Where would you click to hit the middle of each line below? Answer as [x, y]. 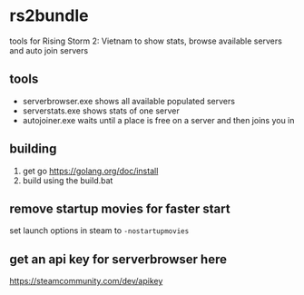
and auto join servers [49, 50]
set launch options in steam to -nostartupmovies [99, 231]
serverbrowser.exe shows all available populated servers [129, 101]
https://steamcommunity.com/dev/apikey [86, 281]
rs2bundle [49, 16]
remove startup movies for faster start [120, 208]
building [33, 149]
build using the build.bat [68, 180]
